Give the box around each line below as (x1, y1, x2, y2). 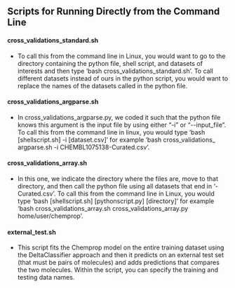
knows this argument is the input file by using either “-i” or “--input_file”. (17, 121, 227, 129)
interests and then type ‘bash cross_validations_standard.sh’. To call (17, 67, 214, 75)
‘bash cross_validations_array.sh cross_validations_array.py (17, 205, 189, 212)
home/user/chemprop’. (17, 212, 83, 220)
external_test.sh (7, 228, 56, 236)
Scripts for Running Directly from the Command (7, 6, 220, 18)
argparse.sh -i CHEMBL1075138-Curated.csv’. (17, 143, 150, 151)
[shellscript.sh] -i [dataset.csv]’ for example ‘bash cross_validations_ (17, 135, 216, 144)
